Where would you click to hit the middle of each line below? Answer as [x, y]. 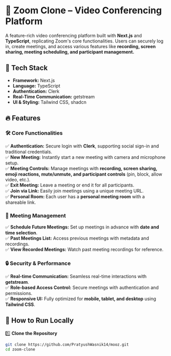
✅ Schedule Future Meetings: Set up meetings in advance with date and [82, 227]
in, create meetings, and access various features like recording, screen [81, 46]
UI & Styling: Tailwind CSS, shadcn [50, 102]
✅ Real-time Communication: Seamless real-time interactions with [76, 277]
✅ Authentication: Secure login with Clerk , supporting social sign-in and [82, 146]
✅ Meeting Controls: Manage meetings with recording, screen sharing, [81, 169]
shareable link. [21, 202]
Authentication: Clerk [36, 91]
